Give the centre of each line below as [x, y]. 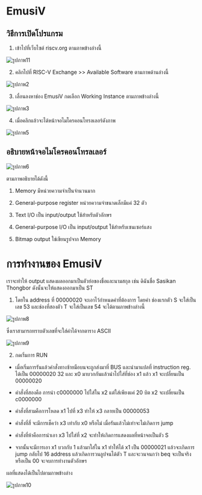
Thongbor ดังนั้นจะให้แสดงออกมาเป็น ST [50, 288]
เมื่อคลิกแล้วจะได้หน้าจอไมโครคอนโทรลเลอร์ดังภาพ [65, 120]
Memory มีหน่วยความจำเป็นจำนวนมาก [55, 190]
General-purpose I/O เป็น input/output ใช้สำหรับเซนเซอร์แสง [83, 227]
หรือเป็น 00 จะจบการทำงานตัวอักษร [51, 461]
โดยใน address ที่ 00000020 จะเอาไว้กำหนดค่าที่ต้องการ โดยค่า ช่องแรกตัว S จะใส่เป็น [106, 300]
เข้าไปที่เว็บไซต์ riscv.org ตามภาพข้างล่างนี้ [58, 48]
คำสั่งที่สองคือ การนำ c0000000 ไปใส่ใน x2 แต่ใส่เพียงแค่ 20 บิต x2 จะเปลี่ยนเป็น [100, 392]
